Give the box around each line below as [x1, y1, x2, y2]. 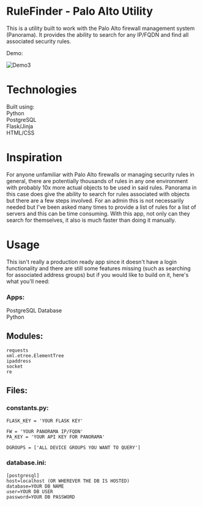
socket [6, 363, 23, 369]
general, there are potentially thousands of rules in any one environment [6, 177, 188, 184]
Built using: [6, 103, 35, 110]
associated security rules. [6, 37, 72, 45]
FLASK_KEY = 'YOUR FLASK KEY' [6, 418, 84, 424]
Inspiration [6, 151, 62, 165]
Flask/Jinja [6, 123, 34, 130]
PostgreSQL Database [6, 307, 62, 314]
